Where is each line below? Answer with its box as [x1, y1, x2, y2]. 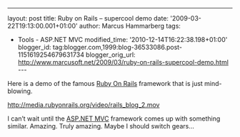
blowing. [7, 87, 33, 95]
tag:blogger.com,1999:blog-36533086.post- [52, 43, 183, 51]
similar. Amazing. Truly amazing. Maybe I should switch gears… [7, 122, 195, 130]
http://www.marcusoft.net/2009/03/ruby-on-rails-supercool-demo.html [17, 58, 229, 66]
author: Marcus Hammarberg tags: [79, 22, 181, 30]
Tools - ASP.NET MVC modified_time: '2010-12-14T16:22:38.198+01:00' [17, 35, 228, 43]
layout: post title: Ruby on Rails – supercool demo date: [7, 14, 169, 22]
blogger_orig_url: [85, 50, 136, 59]
